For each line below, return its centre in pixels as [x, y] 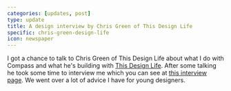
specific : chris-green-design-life [58, 32]
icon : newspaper [30, 39]
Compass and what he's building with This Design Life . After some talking [112, 66]
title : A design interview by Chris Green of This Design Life [100, 26]
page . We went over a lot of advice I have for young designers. [97, 80]
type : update [26, 20]
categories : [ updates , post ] [49, 13]
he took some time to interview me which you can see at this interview [107, 73]
